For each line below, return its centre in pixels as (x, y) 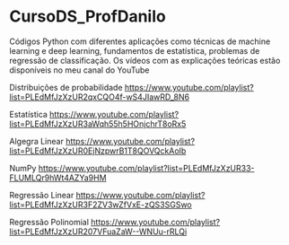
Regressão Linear (42, 195)
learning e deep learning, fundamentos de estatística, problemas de (135, 50)
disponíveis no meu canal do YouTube (79, 70)
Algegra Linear (37, 141)
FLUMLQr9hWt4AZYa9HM (58, 178)
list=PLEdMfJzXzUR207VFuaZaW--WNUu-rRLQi (98, 232)
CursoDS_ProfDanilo (88, 17)
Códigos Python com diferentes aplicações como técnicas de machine (140, 41)
